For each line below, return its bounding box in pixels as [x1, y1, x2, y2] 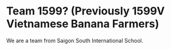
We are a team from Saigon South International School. [6, 37, 144, 44]
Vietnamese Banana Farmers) [6, 17, 159, 31]
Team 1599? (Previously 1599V [6, 4, 165, 18]
